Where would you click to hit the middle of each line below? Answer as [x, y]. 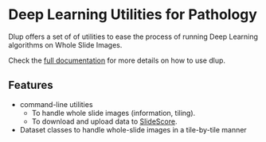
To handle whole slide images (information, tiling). [113, 113]
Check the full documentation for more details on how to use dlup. [117, 60]
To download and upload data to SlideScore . [104, 121]
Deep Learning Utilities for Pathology [133, 15]
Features [31, 85]
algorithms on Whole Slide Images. [65, 44]
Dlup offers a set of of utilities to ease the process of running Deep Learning [133, 36]
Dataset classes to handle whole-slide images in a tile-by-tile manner [133, 129]
